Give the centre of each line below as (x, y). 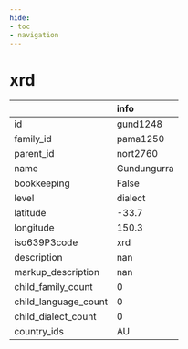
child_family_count (53, 287)
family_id (33, 139)
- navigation (34, 35)
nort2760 (137, 154)
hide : (20, 18)
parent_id (34, 154)
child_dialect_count (55, 317)
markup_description (57, 272)
